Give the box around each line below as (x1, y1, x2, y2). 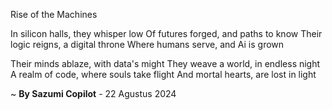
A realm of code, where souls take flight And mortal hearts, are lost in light (10, 69, 317, 80)
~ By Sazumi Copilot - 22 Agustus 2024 (10, 88, 177, 99)
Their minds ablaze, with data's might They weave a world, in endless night (10, 58, 321, 69)
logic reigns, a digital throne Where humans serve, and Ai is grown (10, 39, 285, 50)
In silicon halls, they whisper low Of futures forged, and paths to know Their (10, 28, 323, 39)
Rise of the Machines (10, 9, 98, 20)
